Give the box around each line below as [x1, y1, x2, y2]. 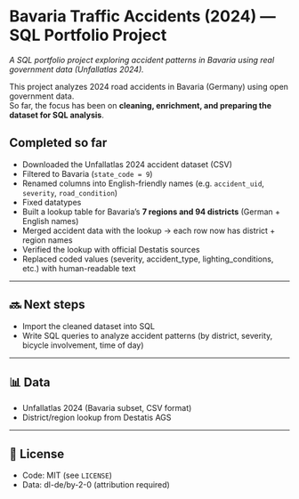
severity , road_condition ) [21, 187, 118, 197]
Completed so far [9, 135, 108, 150]
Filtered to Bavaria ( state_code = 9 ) [21, 168, 153, 179]
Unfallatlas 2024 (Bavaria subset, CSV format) [21, 403, 192, 414]
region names [21, 234, 73, 245]
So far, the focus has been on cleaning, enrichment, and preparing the [9, 100, 272, 110]
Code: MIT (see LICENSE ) [21, 470, 113, 481]
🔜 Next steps [9, 297, 85, 312]
